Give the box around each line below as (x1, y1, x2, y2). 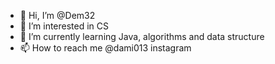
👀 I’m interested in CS (19, 20, 110, 32)
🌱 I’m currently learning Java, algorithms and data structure (19, 31, 265, 42)
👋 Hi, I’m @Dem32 (19, 10, 96, 21)
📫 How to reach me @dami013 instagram (19, 42, 192, 54)
